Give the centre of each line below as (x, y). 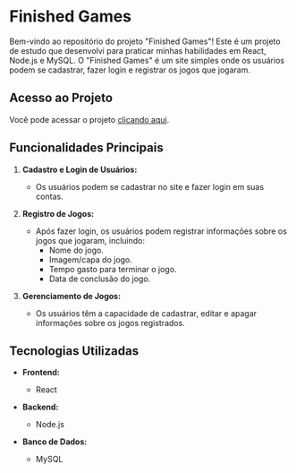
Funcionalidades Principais (86, 148)
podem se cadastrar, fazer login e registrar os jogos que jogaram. (130, 70)
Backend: (40, 407)
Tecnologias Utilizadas (74, 351)
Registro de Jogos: (58, 213)
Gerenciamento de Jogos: (72, 296)
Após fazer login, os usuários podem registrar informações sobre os (161, 231)
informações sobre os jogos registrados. (110, 322)
